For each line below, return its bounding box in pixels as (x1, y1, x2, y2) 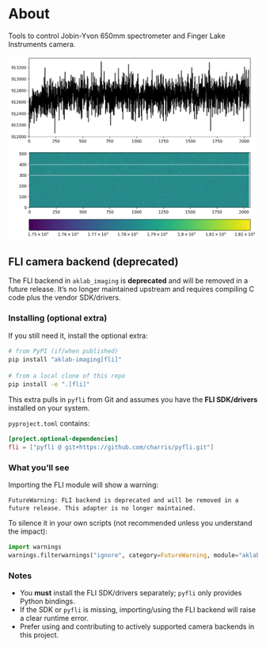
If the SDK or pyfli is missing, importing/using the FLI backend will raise (19, 605, 256, 614)
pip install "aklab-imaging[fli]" (8, 355, 123, 363)
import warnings (8, 543, 62, 551)
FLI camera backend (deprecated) (8, 255, 180, 268)
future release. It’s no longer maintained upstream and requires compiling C (8, 285, 255, 294)
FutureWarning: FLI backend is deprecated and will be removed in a (8, 496, 239, 504)
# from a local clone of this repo (8, 372, 126, 381)
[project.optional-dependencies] (8, 435, 119, 443)
